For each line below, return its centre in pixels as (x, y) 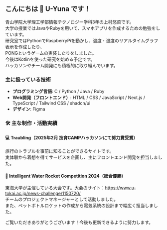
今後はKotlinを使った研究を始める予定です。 (50, 59)
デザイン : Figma (29, 109)
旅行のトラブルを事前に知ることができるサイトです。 (60, 151)
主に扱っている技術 (28, 80)
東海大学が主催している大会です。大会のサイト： (55, 188)
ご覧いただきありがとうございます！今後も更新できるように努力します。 (79, 223)
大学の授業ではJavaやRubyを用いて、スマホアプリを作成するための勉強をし (83, 28)
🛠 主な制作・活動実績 (31, 123)
